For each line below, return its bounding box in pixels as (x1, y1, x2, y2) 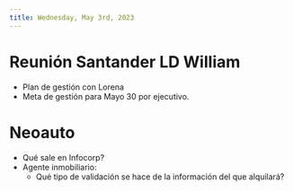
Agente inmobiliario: (22, 161, 97, 172)
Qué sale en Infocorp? (22, 152, 105, 162)
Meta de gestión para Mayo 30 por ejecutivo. (22, 91, 190, 101)
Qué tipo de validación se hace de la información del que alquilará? (35, 171, 285, 182)
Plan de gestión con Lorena (22, 82, 124, 92)
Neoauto (9, 122, 75, 143)
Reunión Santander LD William (9, 51, 241, 72)
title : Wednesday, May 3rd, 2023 (9, 13, 135, 22)
